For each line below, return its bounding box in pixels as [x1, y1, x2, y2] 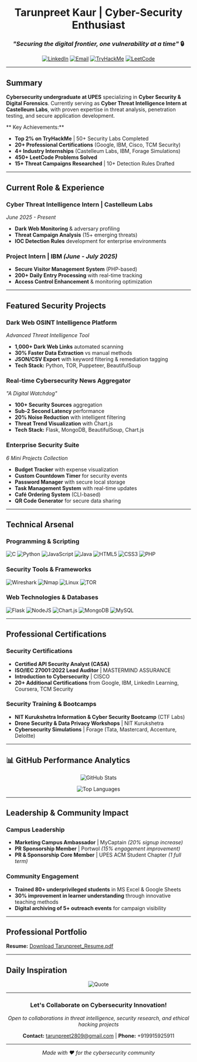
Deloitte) [14, 732, 36, 739]
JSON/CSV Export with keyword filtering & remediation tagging [14, 355, 168, 362]
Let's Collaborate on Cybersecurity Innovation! [30, 1001, 167, 1009]
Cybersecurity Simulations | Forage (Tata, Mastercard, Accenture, [14, 725, 177, 733]
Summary [6, 78, 43, 88]
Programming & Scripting [6, 537, 80, 545]
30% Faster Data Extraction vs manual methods [14, 349, 133, 356]
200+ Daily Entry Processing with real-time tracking [14, 272, 142, 279]
